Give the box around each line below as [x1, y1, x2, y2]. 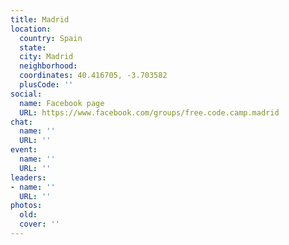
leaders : [10, 172, 47, 183]
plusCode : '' [19, 80, 74, 90]
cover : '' [19, 219, 60, 230]
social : [10, 89, 43, 99]
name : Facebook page [19, 98, 105, 108]
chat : [10, 117, 33, 127]
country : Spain [19, 33, 83, 43]
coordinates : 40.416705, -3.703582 [19, 71, 168, 81]
